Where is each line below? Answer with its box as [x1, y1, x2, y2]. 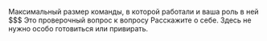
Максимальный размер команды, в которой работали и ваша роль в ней [8, 7, 259, 16]
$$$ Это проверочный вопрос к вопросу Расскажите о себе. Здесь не [8, 15, 252, 25]
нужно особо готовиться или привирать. [8, 24, 149, 33]
